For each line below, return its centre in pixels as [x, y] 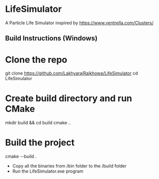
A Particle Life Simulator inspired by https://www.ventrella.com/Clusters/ [79, 23]
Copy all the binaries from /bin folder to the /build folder [69, 166]
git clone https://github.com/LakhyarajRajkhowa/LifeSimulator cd [72, 73]
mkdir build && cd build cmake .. [38, 123]
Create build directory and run [69, 99]
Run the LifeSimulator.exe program [48, 171]
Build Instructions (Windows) [51, 38]
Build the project [40, 143]
